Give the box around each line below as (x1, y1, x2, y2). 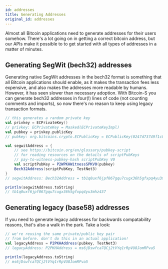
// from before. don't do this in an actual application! (5, 236, 128, 241)
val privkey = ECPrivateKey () (5, 120, 68, 125)
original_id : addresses (5, 16, 55, 21)
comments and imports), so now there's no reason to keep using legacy (5, 100, 153, 106)
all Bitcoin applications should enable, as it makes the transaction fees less (5, 79, 159, 85)
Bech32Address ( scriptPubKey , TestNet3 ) (14, 166, 97, 171)
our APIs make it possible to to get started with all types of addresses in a (5, 41, 157, 47)
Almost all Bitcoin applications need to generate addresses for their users (5, 30, 156, 36)
